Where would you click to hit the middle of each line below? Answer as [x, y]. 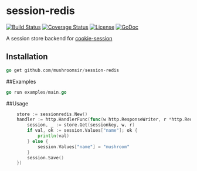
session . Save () [46, 158]
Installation [27, 57]
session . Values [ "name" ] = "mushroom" [84, 147]
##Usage [17, 103]
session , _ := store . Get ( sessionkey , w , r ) [81, 125]
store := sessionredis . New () [52, 114]
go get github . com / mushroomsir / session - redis [62, 70]
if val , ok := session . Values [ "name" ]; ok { [82, 131]
